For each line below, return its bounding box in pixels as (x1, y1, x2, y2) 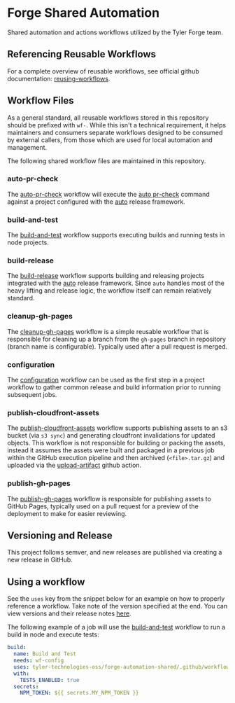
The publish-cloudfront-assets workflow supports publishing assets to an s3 (7, 424, 228, 432)
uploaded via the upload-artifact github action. (7, 461, 142, 470)
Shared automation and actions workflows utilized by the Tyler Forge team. (7, 28, 224, 36)
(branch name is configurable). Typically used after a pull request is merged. (7, 342, 228, 351)
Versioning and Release (7, 530, 113, 542)
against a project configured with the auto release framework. (7, 197, 185, 206)
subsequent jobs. (7, 391, 57, 399)
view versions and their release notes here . (7, 609, 131, 618)
